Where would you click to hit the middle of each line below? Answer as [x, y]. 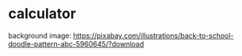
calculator [42, 14]
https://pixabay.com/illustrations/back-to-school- [153, 35]
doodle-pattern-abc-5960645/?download [76, 43]
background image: [40, 35]
